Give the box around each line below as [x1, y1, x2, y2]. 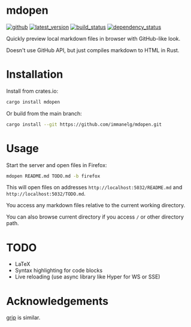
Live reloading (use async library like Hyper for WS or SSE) [14, 273, 160, 280]
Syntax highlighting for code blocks [14, 267, 103, 274]
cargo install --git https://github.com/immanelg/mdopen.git [6, 121, 162, 128]
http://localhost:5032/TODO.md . [6, 190, 86, 198]
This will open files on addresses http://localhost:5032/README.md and [6, 184, 183, 191]
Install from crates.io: [6, 87, 59, 95]
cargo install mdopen [6, 99, 60, 105]
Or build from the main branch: [6, 110, 82, 117]
